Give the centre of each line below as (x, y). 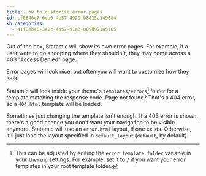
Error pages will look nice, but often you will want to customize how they (98, 72)
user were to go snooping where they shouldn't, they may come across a (99, 53)
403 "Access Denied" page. (41, 59)
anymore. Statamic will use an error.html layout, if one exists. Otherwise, (99, 129)
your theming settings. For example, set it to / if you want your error (100, 159)
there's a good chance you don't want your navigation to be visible (91, 122)
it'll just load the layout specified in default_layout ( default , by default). (97, 135)
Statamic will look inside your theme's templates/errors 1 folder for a (93, 90)
